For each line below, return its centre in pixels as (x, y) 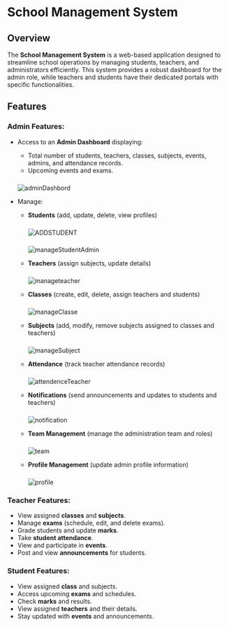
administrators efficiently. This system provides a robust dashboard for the (114, 70)
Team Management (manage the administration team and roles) (120, 434)
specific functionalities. (41, 84)
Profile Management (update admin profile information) (108, 464)
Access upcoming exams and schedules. (77, 593)
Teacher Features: (39, 500)
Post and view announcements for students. (82, 553)
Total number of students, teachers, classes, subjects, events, (117, 156)
